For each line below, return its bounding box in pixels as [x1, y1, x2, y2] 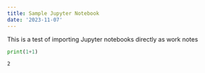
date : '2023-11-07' [7, 16, 63, 23]
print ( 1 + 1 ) [7, 48, 38, 55]
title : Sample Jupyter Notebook [7, 10, 99, 17]
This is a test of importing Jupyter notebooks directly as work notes [7, 35, 199, 43]
